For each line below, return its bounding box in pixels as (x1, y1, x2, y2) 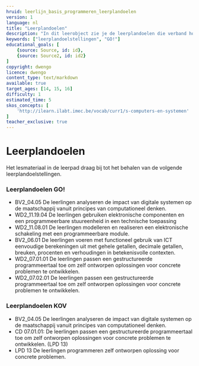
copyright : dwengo (6, 63, 52, 70)
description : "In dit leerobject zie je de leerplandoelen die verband (6, 31, 187, 37)
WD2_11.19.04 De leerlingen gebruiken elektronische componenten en (14, 211, 185, 218)
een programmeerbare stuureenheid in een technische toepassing (14, 218, 176, 225)
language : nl (6, 20, 38, 26)
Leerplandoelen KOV (6, 302, 67, 310)
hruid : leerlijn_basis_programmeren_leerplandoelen (6, 8, 136, 15)
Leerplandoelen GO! (6, 185, 65, 193)
